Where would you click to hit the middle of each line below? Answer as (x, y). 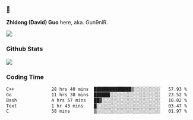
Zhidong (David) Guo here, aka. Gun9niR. (57, 23)
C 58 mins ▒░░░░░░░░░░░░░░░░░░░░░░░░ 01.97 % (96, 111)
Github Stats (25, 49)
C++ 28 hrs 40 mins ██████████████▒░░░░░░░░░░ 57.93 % (96, 89)
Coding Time (25, 77)
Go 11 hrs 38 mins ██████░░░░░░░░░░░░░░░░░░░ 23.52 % (96, 94)
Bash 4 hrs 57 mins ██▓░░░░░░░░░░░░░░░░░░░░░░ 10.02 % (96, 100)
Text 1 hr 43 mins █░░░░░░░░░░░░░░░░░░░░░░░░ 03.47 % (96, 106)
